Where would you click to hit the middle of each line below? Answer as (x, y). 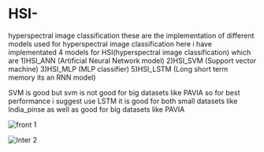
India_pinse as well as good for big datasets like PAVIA (97, 109)
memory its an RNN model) (52, 77)
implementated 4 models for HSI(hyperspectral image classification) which (130, 52)
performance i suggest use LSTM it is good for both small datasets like (123, 101)
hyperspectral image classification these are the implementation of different (131, 35)
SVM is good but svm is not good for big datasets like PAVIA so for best (124, 92)
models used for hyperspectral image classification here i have (110, 43)
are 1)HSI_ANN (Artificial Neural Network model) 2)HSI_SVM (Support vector (132, 61)
